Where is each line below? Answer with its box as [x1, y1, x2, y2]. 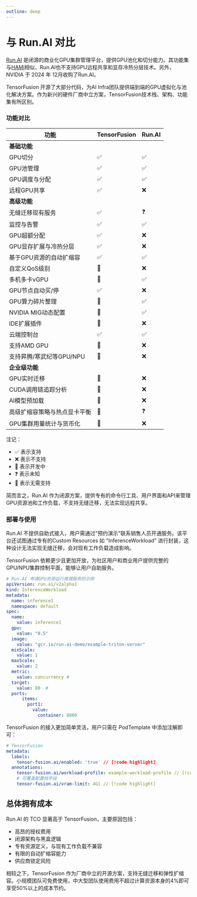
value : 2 [16, 663, 38, 669]
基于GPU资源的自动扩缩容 [9, 253, 81, 261]
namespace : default [11, 603, 59, 609]
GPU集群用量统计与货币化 [9, 419, 81, 427]
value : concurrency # [16, 674, 69, 680]
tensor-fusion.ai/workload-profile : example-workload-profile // [16, 770, 180, 776]
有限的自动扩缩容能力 [14, 849, 66, 857]
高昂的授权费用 [14, 828, 51, 835]
